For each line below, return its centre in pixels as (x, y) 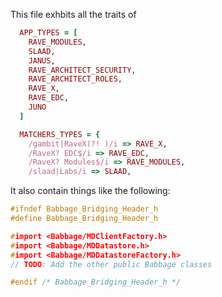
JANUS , (42, 60)
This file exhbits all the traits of (73, 14)
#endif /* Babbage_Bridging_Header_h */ (96, 282)
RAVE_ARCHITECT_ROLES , (75, 79)
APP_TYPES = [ (48, 33)
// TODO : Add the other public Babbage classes (111, 264)
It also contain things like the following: (90, 191)
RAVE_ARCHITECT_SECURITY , (82, 70)
